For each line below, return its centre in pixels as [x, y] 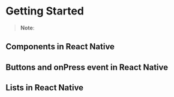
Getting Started [45, 11]
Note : [27, 28]
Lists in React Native [45, 88]
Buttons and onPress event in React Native [87, 67]
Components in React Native [60, 47]
